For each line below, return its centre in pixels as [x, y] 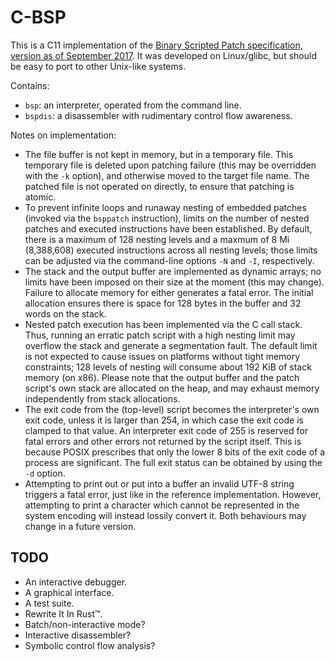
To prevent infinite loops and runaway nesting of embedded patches [165, 207]
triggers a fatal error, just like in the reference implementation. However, [173, 494]
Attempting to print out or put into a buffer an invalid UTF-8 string [159, 483]
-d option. [45, 473]
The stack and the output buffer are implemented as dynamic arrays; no [173, 271]
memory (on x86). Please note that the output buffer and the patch [162, 377]
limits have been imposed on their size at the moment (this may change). [174, 282]
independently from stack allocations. [102, 398]
